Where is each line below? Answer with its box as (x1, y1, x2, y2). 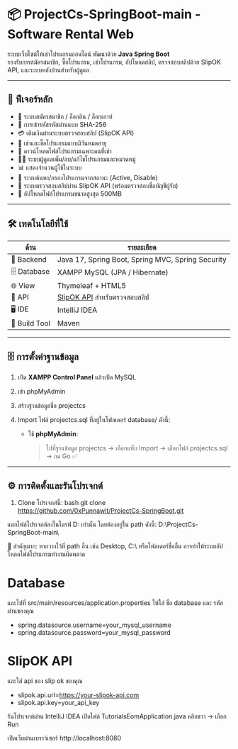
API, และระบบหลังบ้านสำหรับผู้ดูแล (7, 65, 90, 74)
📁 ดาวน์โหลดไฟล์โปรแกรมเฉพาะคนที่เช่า (17, 147, 112, 155)
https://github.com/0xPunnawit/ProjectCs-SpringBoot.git (17, 506, 184, 515)
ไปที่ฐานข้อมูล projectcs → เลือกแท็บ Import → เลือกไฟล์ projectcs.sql (45, 444, 228, 453)
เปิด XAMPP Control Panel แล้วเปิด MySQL (17, 373, 137, 382)
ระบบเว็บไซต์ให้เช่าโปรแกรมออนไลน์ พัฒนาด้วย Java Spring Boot (7, 50, 170, 58)
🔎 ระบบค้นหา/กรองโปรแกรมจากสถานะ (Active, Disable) (17, 173, 158, 182)
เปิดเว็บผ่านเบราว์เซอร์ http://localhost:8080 (7, 734, 122, 743)
